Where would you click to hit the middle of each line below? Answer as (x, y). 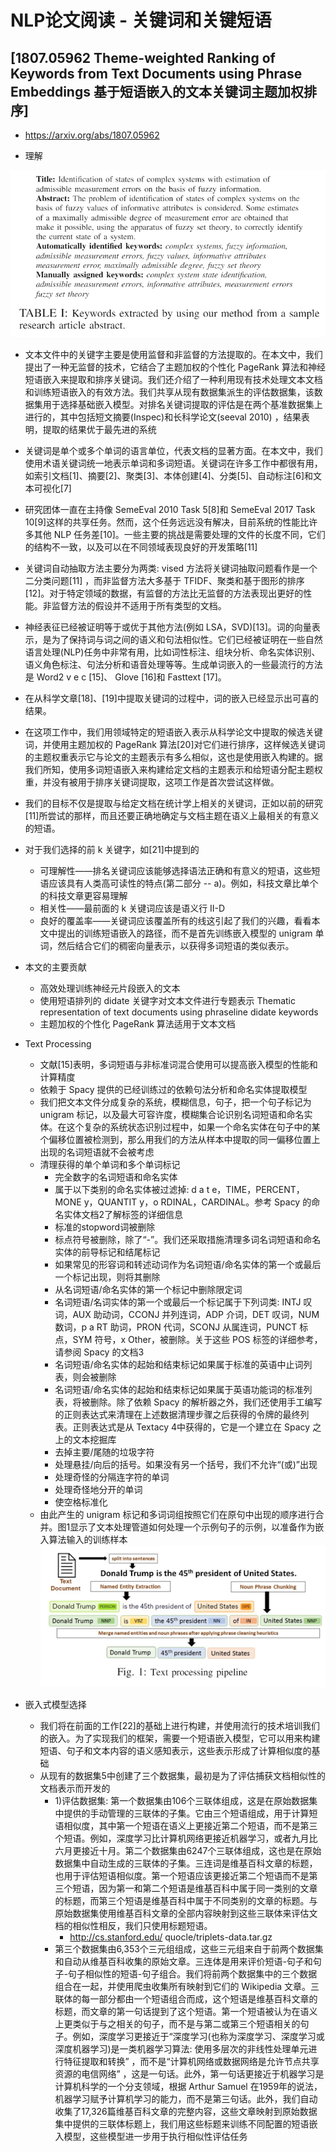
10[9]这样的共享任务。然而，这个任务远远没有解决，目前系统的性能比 (167, 522)
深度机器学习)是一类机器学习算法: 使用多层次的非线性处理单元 (181, 2049)
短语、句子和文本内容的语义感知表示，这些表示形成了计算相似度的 (175, 1751)
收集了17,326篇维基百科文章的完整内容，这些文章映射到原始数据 (186, 2112)
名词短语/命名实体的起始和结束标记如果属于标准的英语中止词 (179, 1364)
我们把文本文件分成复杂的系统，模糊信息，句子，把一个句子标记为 (175, 1102)
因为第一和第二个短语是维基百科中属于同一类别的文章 (208, 1888)
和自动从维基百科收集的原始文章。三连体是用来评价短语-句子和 (183, 1962)
